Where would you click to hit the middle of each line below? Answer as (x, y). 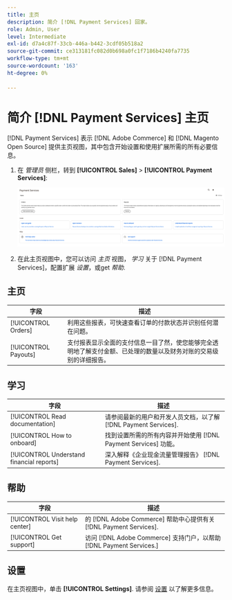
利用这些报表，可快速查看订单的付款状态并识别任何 (140, 323)
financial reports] (35, 461)
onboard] (23, 443)
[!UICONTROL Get (36, 538)
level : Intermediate (37, 37)
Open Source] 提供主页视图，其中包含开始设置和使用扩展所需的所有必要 (109, 147)
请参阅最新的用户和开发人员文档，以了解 (162, 416)
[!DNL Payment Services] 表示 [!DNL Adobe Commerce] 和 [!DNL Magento (113, 138)
